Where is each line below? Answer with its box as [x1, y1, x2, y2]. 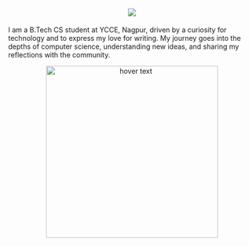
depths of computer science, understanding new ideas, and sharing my [8, 42, 240, 51]
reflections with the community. [8, 50, 111, 59]
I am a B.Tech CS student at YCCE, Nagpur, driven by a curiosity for [8, 24, 227, 35]
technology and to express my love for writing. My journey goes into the [8, 33, 241, 42]
